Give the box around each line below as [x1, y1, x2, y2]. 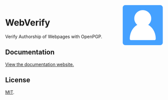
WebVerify [5, 17, 50, 28]
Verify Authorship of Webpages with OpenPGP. [5, 33, 102, 39]
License [5, 76, 30, 84]
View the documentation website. [5, 61, 74, 67]
